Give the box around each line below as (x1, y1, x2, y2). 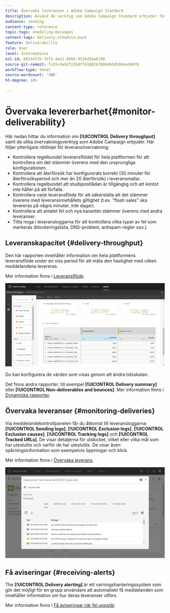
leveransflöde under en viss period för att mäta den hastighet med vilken (5, 257, 157, 264)
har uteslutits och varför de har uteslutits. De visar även (5, 442, 121, 448)
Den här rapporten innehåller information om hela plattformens (5, 252, 136, 259)
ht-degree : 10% (5, 78, 37, 83)
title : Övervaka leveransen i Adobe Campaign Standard (5, 8, 123, 13)
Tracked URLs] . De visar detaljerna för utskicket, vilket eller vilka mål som (5, 436, 159, 442)
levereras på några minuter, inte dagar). (12, 202, 95, 208)
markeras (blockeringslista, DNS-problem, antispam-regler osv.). (12, 224, 148, 230)
